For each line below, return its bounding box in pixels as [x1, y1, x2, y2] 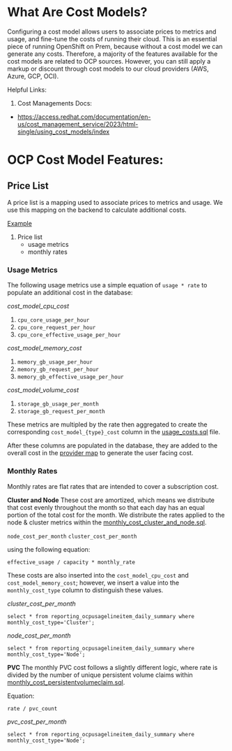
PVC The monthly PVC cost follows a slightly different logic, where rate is [7, 663, 218, 671]
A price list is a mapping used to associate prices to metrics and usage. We [7, 198, 223, 206]
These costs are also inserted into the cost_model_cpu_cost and [7, 571, 190, 579]
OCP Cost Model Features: [7, 152, 164, 168]
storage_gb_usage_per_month [17, 401, 99, 408]
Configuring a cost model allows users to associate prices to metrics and [7, 27, 217, 36]
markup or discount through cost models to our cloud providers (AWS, [7, 64, 209, 73]
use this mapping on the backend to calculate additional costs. [7, 206, 187, 214]
